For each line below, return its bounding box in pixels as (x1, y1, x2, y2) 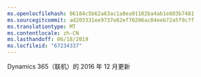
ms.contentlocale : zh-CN (7, 29, 79, 37)
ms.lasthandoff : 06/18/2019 (7, 36, 89, 43)
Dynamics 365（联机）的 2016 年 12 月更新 (7, 62, 131, 70)
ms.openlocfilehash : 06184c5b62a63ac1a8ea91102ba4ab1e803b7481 (7, 10, 195, 17)
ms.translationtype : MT (7, 23, 77, 30)
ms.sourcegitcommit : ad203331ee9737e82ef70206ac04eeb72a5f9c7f (7, 17, 195, 24)
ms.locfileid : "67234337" (7, 42, 82, 49)
